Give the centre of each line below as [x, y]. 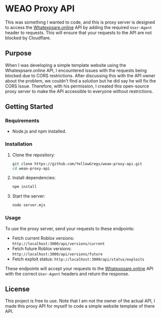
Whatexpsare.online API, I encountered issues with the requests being [76, 70]
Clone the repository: [34, 155]
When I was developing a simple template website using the [66, 65]
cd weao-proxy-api [31, 168]
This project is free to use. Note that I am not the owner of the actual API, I [80, 301]
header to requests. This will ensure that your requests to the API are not [79, 32]
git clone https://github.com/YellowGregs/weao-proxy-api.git [77, 164]
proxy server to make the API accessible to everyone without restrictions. [79, 91]
